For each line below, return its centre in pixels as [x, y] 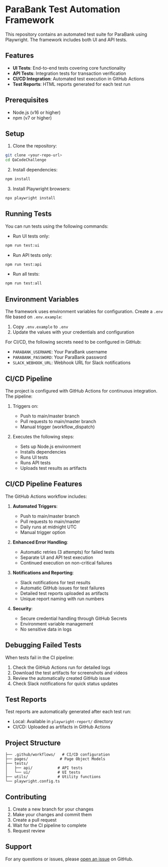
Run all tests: [26, 274]
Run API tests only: [32, 255]
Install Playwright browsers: [42, 189]
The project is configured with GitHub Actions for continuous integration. [81, 391]
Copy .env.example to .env [40, 327]
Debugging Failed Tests [43, 645]
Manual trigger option [43, 532]
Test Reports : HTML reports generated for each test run [72, 84]
